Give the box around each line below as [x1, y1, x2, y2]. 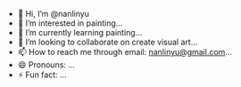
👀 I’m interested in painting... [17, 18, 123, 28]
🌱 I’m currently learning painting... [17, 28, 143, 37]
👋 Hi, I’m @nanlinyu [17, 9, 89, 19]
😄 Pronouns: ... [17, 59, 76, 70]
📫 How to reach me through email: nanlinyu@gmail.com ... [17, 47, 232, 57]
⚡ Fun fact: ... [17, 69, 67, 80]
